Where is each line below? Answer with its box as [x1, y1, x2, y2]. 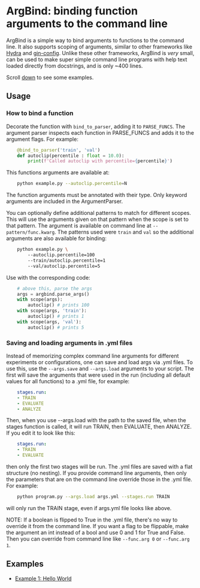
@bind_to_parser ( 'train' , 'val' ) [17, 147, 101, 153]
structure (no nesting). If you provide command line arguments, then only [6, 469, 187, 477]
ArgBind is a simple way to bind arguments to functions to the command [6, 37, 184, 44]
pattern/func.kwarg [6, 229, 55, 236]
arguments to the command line [6, 17, 168, 31]
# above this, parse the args [17, 286, 93, 292]
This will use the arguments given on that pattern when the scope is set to [6, 216, 189, 223]
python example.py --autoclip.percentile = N [17, 181, 128, 187]
